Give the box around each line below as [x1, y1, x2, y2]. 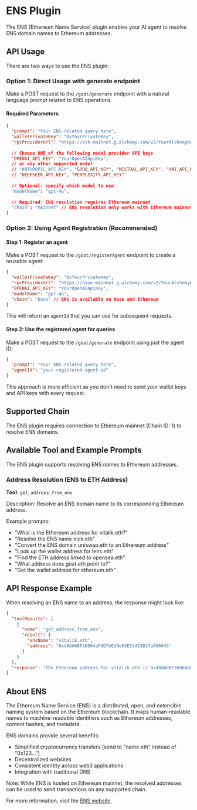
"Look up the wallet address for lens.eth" [14, 548, 114, 554]
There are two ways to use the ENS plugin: [6, 62, 110, 69]
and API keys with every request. [6, 390, 86, 397]
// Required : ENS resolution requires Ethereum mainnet [11, 199, 151, 205]
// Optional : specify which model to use [11, 183, 114, 189]
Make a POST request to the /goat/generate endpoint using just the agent [6, 339, 185, 346]
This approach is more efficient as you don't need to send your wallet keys [6, 383, 186, 390]
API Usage [6, 47, 45, 57]
